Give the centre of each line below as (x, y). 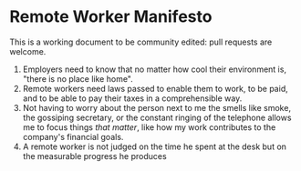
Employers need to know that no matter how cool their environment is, (155, 69)
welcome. (28, 51)
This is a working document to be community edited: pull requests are (141, 42)
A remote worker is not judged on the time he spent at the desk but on (155, 146)
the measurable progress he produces (94, 156)
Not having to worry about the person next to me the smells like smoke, (157, 107)
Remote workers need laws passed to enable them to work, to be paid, (156, 88)
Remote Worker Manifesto (111, 17)
